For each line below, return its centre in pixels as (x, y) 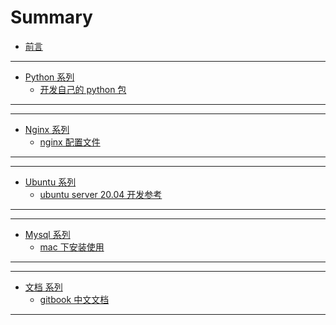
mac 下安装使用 (72, 247)
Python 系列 (49, 77)
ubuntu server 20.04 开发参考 (101, 194)
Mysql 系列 (47, 234)
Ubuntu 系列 (50, 182)
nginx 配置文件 (70, 142)
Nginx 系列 (47, 129)
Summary (51, 17)
